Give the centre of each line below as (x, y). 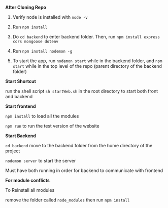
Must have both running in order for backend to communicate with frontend (84, 171)
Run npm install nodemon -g (42, 51)
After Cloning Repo (26, 7)
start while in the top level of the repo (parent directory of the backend (87, 66)
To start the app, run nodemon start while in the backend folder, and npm (87, 61)
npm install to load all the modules (42, 116)
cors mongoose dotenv (35, 41)
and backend (19, 96)
